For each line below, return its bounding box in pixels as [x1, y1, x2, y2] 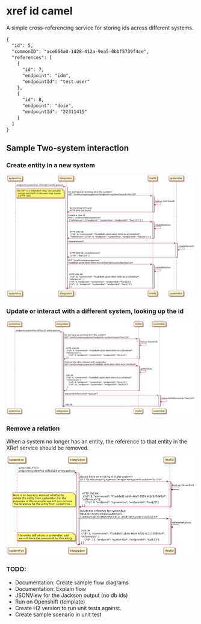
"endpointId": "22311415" [22, 108, 87, 115]
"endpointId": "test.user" [22, 78, 90, 85]
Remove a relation [6, 424, 60, 433]
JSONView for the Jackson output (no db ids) [14, 592, 128, 599]
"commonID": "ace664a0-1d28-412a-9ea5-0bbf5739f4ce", [11, 48, 149, 55]
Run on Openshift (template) [14, 598, 85, 605]
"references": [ [11, 54, 52, 61]
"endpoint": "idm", [22, 72, 71, 79]
